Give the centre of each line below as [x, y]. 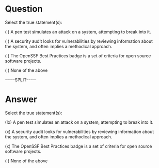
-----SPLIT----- [21, 80]
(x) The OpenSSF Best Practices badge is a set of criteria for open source [79, 146]
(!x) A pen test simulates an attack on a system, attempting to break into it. [79, 122]
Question [24, 9]
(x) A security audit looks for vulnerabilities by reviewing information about [79, 132]
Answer [21, 99]
